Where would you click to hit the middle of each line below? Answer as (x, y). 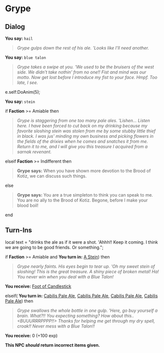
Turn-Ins (19, 230)
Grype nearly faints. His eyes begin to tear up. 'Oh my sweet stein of (86, 266)
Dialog (15, 27)
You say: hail (19, 38)
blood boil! (28, 205)
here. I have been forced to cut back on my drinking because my (82, 126)
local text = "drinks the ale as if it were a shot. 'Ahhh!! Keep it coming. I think (82, 242)
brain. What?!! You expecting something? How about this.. (75, 315)
